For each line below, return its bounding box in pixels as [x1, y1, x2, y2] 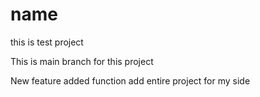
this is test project [10, 36, 84, 48]
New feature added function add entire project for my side [10, 74, 251, 87]
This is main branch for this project [10, 55, 154, 67]
